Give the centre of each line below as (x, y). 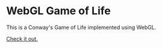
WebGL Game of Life (59, 11)
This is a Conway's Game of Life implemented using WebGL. (81, 27)
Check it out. (22, 39)
